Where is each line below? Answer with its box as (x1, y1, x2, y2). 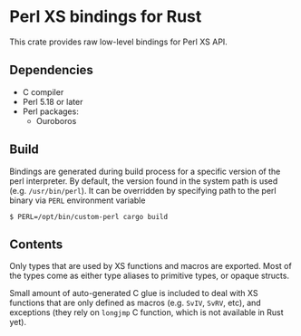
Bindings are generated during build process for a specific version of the (9, 166, 281, 177)
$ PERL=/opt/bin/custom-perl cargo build (9, 212, 169, 221)
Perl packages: (22, 106, 79, 117)
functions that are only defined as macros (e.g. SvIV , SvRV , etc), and (9, 297, 261, 309)
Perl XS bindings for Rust (9, 6, 202, 27)
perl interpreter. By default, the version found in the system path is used (9, 175, 278, 187)
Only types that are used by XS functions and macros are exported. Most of (9, 261, 292, 272)
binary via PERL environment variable (9, 195, 146, 206)
